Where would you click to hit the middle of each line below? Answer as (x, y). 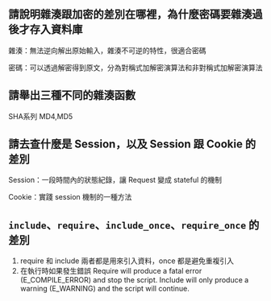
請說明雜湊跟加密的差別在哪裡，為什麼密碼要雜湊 (130, 14)
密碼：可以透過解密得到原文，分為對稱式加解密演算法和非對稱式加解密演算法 (135, 68)
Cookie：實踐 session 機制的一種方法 (70, 197)
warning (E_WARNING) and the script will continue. (104, 289)
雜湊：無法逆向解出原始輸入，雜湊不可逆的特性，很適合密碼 (107, 50)
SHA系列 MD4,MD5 (41, 116)
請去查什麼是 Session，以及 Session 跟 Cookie (126, 144)
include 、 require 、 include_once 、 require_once (127, 225)
